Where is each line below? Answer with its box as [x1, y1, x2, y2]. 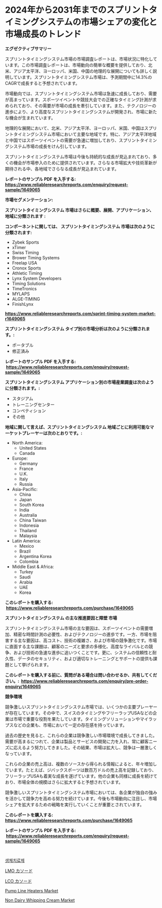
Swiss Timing [12, 250, 39, 255]
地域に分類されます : [5, 213, 46, 219]
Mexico [19, 543, 34, 549]
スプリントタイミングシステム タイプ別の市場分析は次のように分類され [5, 326, 146, 332]
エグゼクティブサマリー [5, 46, 52, 51]
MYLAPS [12, 291, 30, 297]
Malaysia [19, 533, 37, 538]
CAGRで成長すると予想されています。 [5, 80, 80, 86]
